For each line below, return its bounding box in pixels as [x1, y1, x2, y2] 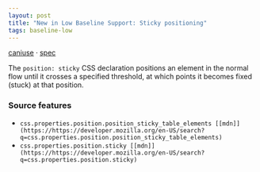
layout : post [8, 11, 52, 20]
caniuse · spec [8, 48, 56, 58]
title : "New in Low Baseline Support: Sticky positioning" [8, 19, 208, 27]
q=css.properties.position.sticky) [19, 155, 138, 163]
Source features [8, 100, 72, 111]
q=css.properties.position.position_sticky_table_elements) [19, 133, 223, 141]
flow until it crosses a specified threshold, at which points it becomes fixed [8, 72, 252, 82]
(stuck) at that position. [8, 80, 85, 90]
